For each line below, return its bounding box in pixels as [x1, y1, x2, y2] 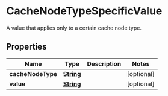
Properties [6, 42, 47, 52]
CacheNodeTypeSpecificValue [6, 4, 163, 18]
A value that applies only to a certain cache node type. [6, 24, 142, 31]
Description [87, 59, 122, 68]
